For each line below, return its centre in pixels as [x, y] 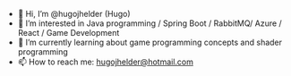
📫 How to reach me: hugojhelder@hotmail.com [106, 62]
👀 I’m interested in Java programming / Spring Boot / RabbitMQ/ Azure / [150, 23]
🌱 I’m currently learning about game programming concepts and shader [150, 42]
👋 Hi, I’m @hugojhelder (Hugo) [74, 14]
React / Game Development [68, 33]
